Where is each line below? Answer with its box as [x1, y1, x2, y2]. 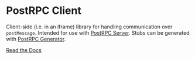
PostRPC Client [6, 4, 82, 17]
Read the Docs [6, 46, 42, 53]
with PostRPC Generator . [6, 35, 66, 42]
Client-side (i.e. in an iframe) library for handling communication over [6, 23, 173, 30]
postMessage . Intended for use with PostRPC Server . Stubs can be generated [6, 29, 190, 36]
